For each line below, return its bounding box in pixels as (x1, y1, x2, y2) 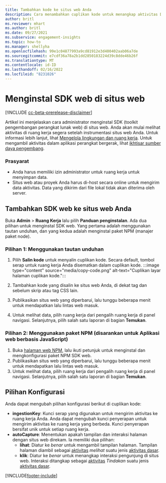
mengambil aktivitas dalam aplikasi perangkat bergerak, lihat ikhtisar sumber (5, 140, 161, 146)
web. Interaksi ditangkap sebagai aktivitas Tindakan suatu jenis (19, 458, 149, 464)
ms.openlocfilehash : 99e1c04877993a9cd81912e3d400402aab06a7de (5, 49, 138, 54)
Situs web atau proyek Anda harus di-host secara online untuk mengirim (12, 179, 160, 186)
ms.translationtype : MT (5, 58, 54, 63)
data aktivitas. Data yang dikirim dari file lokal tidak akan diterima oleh (12, 185, 155, 191)
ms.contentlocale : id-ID (5, 62, 56, 67)
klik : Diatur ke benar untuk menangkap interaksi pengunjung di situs (19, 453, 159, 459)
